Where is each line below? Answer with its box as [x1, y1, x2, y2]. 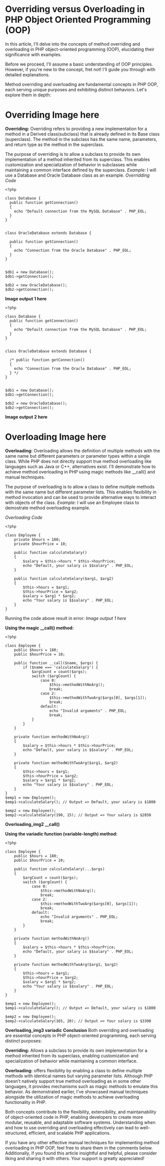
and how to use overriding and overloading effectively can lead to [5, 1124, 139, 1130]
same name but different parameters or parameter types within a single [5, 453, 150, 459]
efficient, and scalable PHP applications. [29, 1130, 111, 1136]
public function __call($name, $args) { [14, 660, 98, 666]
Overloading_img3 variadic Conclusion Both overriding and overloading [5, 1027, 154, 1033]
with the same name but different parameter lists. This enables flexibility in [5, 489, 157, 495]
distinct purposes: [5, 1037, 42, 1043]
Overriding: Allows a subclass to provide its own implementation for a [5, 1047, 148, 1053]
